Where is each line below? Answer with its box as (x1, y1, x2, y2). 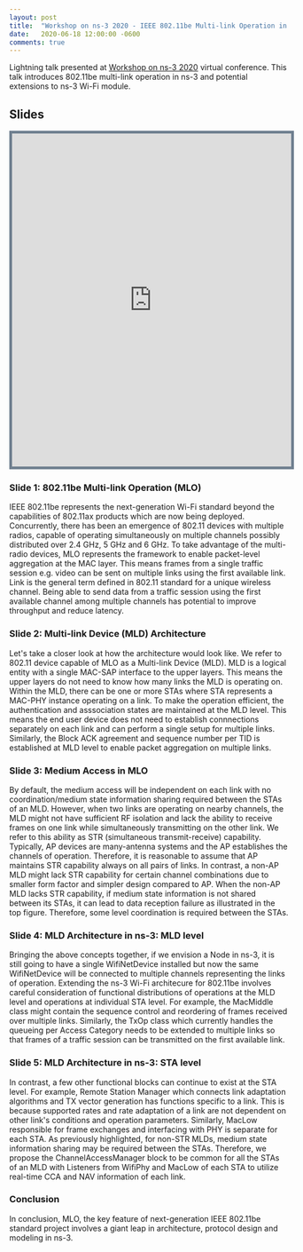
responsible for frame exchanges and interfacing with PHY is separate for (9, 1124, 278, 1135)
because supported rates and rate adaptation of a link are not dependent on (9, 1105, 286, 1115)
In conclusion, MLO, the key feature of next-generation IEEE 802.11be (9, 1213, 261, 1224)
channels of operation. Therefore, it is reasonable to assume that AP (9, 850, 259, 861)
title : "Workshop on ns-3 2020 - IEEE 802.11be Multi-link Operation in (9, 21, 288, 30)
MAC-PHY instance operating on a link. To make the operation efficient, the (9, 694, 284, 706)
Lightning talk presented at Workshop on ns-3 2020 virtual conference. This (9, 62, 287, 73)
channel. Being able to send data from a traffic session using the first (9, 587, 261, 598)
